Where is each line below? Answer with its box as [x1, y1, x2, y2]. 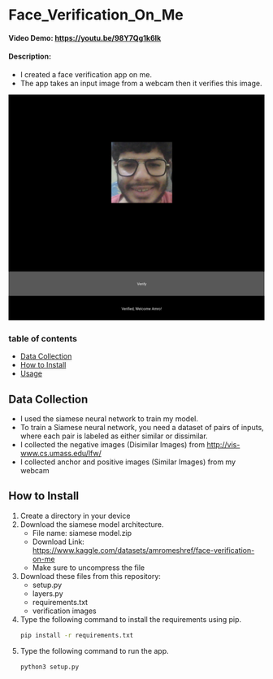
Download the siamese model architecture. [19, 519, 164, 529]
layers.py [32, 588, 63, 598]
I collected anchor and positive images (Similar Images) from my [19, 457, 236, 467]
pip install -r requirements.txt [19, 631, 134, 639]
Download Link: [32, 537, 85, 546]
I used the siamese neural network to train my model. [19, 414, 199, 424]
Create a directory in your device [19, 511, 131, 520]
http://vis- [206, 440, 240, 450]
